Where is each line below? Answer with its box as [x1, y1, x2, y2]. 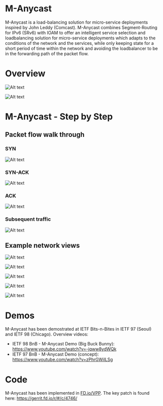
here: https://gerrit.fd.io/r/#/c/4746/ [5, 395, 78, 402]
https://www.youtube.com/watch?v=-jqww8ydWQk [12, 346, 117, 352]
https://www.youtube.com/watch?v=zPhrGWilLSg [12, 357, 113, 363]
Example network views [5, 241, 80, 250]
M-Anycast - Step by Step [5, 111, 113, 122]
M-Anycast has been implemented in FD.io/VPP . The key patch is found [5, 390, 150, 396]
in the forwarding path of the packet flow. [5, 50, 89, 57]
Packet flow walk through [5, 131, 85, 139]
